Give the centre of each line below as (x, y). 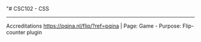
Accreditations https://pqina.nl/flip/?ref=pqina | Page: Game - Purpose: (94, 26)
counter (16, 32)
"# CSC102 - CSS (28, 9)
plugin (34, 32)
